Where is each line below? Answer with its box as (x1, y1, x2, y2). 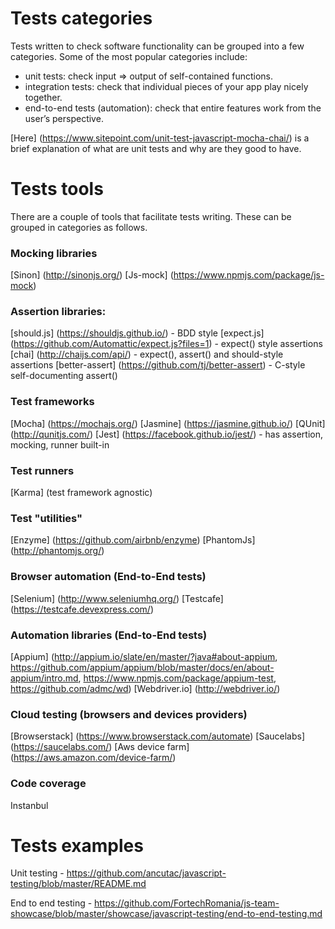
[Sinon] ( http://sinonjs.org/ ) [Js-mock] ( (10, 269, 174, 281)
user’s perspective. (24, 112, 104, 124)
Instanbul (10, 799, 49, 811)
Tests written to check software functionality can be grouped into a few (10, 40, 305, 52)
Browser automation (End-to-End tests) (10, 570, 207, 584)
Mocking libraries (10, 246, 98, 260)
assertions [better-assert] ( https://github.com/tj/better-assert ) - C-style (10, 359, 306, 371)
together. (24, 91, 63, 103)
